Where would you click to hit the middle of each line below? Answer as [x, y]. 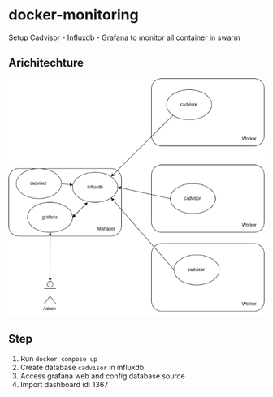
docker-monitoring [74, 15]
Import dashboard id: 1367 [64, 384]
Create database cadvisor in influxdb [82, 367]
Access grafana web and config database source [102, 376]
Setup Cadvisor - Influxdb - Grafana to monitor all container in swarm [124, 37]
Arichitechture [46, 63]
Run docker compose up [58, 358]
